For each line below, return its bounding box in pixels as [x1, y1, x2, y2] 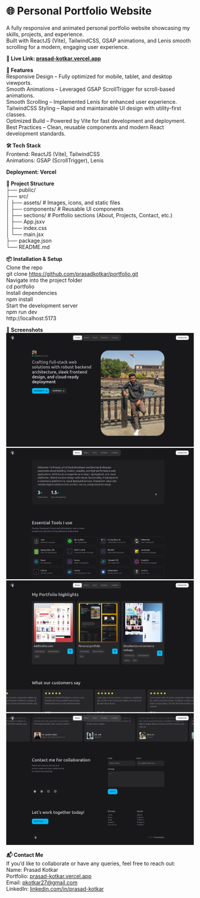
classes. [6, 110, 27, 118]
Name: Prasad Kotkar [6, 866, 58, 873]
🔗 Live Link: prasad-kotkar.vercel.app [6, 55, 101, 62]
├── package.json [6, 237, 52, 244]
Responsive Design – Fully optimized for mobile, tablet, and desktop [6, 73, 173, 80]
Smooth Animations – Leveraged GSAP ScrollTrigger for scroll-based [6, 85, 175, 93]
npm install [6, 296, 33, 303]
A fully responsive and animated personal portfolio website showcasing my [6, 24, 190, 31]
